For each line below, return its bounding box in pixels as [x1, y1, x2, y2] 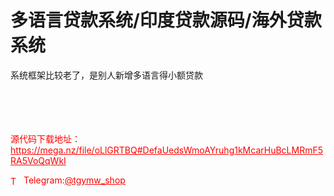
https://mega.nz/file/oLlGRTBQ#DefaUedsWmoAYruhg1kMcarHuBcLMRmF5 [10, 144, 323, 156]
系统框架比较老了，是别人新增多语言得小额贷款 [10, 69, 203, 81]
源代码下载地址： [10, 132, 81, 145]
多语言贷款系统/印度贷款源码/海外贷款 [10, 9, 322, 32]
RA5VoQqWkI [10, 154, 67, 166]
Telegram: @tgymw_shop [23, 174, 126, 186]
